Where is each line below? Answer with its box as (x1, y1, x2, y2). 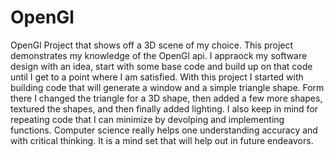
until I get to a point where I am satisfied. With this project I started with (10, 71, 304, 83)
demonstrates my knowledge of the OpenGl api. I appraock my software (10, 49, 308, 61)
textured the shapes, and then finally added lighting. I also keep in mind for (10, 102, 319, 115)
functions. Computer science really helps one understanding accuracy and (10, 124, 318, 136)
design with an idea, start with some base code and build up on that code (10, 60, 313, 72)
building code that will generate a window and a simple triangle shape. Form (10, 81, 325, 93)
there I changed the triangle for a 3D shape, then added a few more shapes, (10, 92, 323, 104)
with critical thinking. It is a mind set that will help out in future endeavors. (10, 134, 314, 146)
